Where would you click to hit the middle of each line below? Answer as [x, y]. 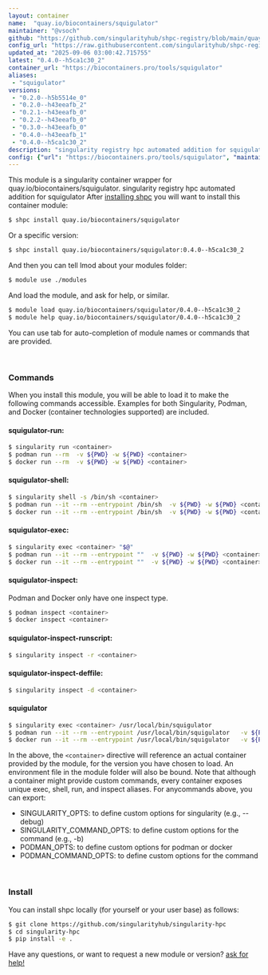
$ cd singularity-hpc [44, 932]
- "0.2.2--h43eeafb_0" [49, 120]
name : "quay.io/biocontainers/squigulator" [83, 23]
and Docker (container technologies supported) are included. [109, 411]
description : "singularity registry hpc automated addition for [117, 150]
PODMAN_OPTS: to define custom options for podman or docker [126, 847]
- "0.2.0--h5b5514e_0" [49, 98]
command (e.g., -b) [52, 839]
